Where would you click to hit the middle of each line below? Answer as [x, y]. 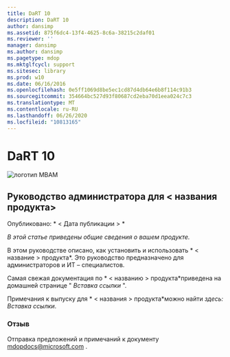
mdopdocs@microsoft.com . [47, 346]
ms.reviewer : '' [30, 39]
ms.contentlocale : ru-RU [43, 109]
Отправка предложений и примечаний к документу [83, 339]
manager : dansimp [32, 45]
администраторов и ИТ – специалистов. [66, 265]
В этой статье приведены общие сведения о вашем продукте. [99, 237]
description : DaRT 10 [38, 20]
